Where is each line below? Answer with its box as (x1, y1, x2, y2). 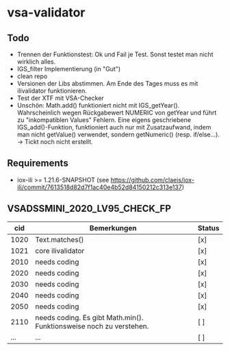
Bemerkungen (89, 223, 137, 232)
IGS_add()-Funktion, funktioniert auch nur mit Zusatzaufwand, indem (16, 123, 212, 131)
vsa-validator (7, 5, 86, 21)
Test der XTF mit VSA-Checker (16, 94, 104, 102)
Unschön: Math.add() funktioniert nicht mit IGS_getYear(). (16, 101, 180, 109)
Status (197, 223, 220, 232)
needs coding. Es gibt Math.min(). (35, 313, 144, 322)
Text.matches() (35, 234, 84, 244)
